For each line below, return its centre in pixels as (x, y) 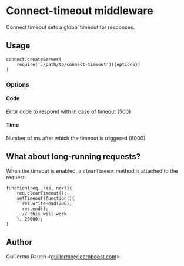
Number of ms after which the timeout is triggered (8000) (76, 138)
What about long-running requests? (73, 157)
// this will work (44, 214)
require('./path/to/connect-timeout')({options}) (79, 64)
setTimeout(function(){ (46, 198)
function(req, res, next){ (39, 188)
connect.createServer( (34, 59)
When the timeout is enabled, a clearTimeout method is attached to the (92, 171)
